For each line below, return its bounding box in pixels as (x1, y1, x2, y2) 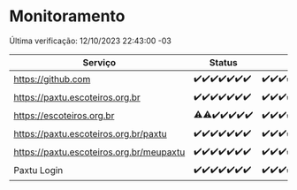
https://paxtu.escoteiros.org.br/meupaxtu (13, 146, 186, 158)
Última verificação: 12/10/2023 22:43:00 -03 (9, 35, 172, 46)
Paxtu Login (13, 164, 64, 177)
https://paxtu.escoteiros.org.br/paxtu (13, 128, 168, 141)
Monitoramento (9, 6, 126, 27)
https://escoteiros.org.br (13, 110, 115, 122)
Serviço (82, 56, 117, 68)
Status (209, 56, 238, 68)
